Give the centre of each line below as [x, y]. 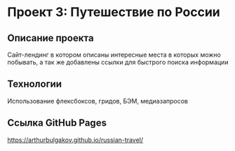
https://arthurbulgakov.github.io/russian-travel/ [75, 140]
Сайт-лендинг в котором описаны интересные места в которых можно [114, 55]
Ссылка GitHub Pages [57, 123]
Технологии [34, 84]
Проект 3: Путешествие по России [114, 12]
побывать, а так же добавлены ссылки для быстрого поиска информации [118, 62]
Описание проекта [51, 38]
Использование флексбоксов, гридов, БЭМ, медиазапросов [98, 101]
